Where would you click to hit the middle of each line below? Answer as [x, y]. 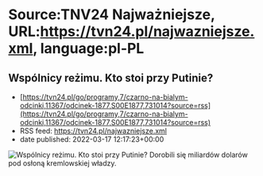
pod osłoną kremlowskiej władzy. [62, 163]
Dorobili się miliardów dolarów [199, 154]
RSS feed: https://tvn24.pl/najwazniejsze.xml [93, 131]
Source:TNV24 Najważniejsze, [112, 15]
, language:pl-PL [89, 49]
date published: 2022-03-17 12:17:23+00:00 [92, 139]
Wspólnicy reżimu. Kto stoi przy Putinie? [111, 78]
